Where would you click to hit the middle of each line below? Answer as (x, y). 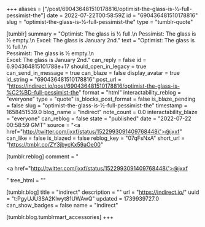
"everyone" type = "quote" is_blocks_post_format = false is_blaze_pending (101, 99)
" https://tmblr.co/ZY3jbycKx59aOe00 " (55, 144)
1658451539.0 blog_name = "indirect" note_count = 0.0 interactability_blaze (102, 112)
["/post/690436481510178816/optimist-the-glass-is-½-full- (117, 9)
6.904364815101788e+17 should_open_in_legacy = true (76, 66)
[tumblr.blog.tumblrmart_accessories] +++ (60, 217)
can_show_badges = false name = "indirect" (62, 205)
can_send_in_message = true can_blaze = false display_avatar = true (93, 73)
